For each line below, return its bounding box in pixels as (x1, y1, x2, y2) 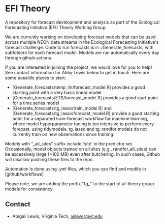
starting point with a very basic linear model (12, 89, 102, 95)
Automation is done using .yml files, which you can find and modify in (5, 166, 146, 172)
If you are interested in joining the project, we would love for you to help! (5, 64, 152, 70)
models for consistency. (5, 186, 54, 192)
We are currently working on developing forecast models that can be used (5, 34, 156, 40)
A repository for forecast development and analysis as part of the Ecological (5, 19, 160, 25)
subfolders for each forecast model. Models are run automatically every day (5, 50, 159, 56)
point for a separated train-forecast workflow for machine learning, (12, 115, 149, 121)
